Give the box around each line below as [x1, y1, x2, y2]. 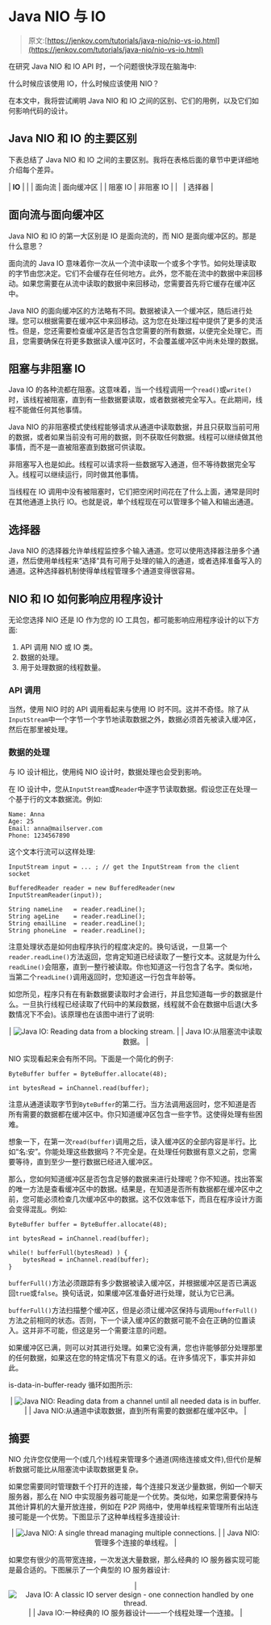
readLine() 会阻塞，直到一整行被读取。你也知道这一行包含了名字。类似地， [8, 962, 256, 971]
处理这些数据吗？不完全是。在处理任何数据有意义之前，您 [59, 1147, 250, 1156]
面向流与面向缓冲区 [8, 208, 104, 222]
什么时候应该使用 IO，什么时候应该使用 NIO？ [8, 78, 160, 88]
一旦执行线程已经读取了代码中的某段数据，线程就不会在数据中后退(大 [22, 999, 252, 1008]
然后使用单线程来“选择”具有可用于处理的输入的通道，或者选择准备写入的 [22, 556, 262, 566]
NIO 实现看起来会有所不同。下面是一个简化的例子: [8, 1054, 173, 1063]
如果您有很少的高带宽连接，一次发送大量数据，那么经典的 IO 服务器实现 [8, 1555, 246, 1564]
